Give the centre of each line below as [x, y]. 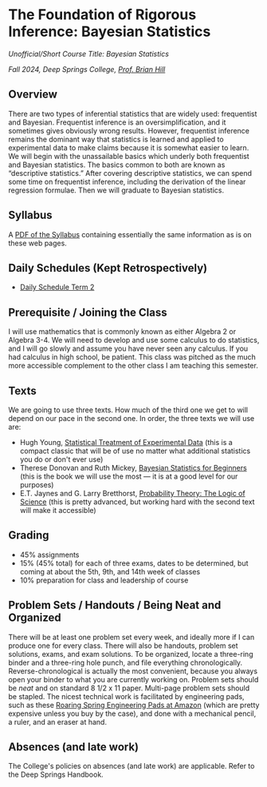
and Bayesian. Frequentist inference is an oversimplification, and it [117, 122]
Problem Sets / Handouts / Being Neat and [115, 605]
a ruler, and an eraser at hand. [58, 721]
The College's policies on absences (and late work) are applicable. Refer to [132, 766]
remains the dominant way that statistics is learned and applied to [116, 139]
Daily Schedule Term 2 [57, 287]
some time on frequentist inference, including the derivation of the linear [127, 181]
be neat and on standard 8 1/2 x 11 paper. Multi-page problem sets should [129, 688]
